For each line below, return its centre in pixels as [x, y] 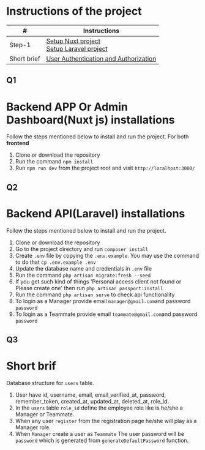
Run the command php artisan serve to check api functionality [95, 294]
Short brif [31, 366]
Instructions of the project [74, 11]
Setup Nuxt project [73, 41]
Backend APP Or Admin [67, 107]
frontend [18, 143]
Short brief [25, 58]
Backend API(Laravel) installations [96, 213]
